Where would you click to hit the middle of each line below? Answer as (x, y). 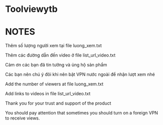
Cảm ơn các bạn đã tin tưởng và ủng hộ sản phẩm (56, 65)
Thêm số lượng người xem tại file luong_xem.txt (53, 46)
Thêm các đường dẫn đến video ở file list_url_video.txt (60, 55)
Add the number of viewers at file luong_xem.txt (54, 84)
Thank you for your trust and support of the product (58, 103)
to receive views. (23, 118)
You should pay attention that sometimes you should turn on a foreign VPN (81, 113)
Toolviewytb (32, 9)
